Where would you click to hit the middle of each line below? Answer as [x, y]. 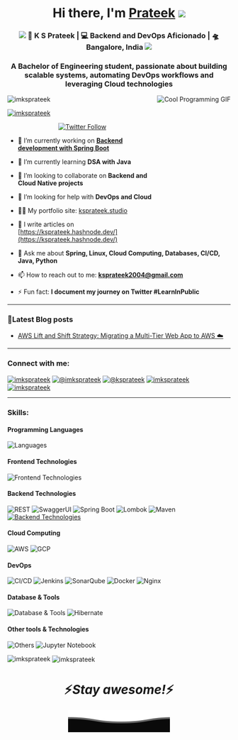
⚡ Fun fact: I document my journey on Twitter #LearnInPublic [108, 292]
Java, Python [38, 261]
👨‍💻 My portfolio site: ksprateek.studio [72, 211]
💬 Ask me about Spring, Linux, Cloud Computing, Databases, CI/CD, [119, 253]
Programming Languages [45, 429]
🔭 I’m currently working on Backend [70, 140]
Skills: [18, 413]
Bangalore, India [115, 48]
